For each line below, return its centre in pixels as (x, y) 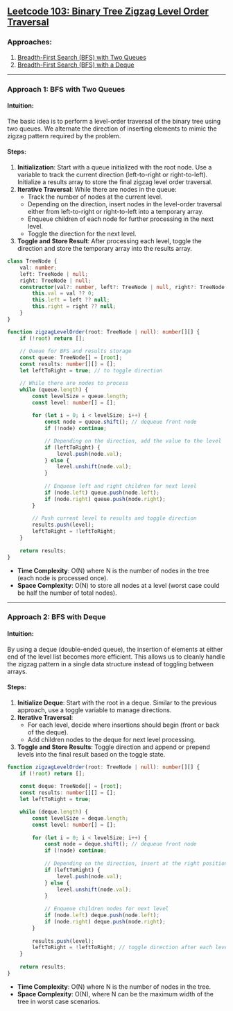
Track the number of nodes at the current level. (95, 197)
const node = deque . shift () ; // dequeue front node (120, 844)
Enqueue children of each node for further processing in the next (120, 219)
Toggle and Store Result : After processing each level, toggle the (110, 241)
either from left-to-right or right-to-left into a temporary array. (115, 212)
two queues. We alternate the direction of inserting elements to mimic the (112, 129)
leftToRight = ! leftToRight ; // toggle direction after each (122, 948)
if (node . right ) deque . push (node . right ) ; (105, 921)
